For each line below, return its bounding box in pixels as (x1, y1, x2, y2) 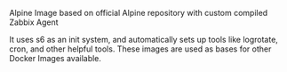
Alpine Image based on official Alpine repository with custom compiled (9, 8, 268, 18)
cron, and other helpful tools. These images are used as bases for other (9, 44, 272, 54)
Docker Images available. (9, 53, 102, 63)
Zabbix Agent (9, 17, 60, 28)
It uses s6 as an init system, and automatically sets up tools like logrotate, (9, 35, 278, 44)
